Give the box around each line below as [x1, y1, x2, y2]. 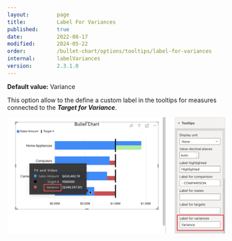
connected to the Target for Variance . [7, 103, 118, 111]
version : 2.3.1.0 [7, 63, 79, 69]
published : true [7, 26, 70, 33]
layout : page [7, 11, 70, 18]
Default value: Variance [7, 82, 75, 90]
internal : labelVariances [7, 56, 100, 63]
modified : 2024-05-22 [7, 40, 89, 48]
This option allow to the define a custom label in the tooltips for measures [7, 96, 217, 104]
